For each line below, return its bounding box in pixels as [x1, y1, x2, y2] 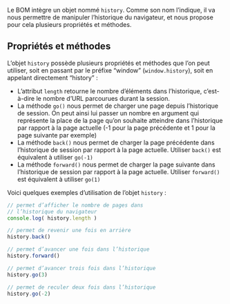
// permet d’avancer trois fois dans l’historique [7, 265, 156, 272]
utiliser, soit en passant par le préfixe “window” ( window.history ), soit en [7, 66, 213, 75]
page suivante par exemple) [17, 131, 97, 139]
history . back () [7, 234, 51, 240]
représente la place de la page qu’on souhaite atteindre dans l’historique [17, 116, 223, 124]
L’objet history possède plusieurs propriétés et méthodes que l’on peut [7, 59, 211, 67]
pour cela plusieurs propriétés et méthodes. [7, 21, 132, 28]
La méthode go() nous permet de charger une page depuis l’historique [17, 102, 219, 110]
